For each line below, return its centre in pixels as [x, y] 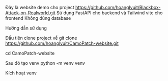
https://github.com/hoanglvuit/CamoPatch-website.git [62, 43]
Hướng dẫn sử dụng [26, 28]
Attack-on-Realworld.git [31, 13]
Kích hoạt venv [21, 73]
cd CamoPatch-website [30, 53]
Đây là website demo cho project [40, 7]
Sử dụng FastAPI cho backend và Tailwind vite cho [110, 13]
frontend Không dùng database [38, 18]
